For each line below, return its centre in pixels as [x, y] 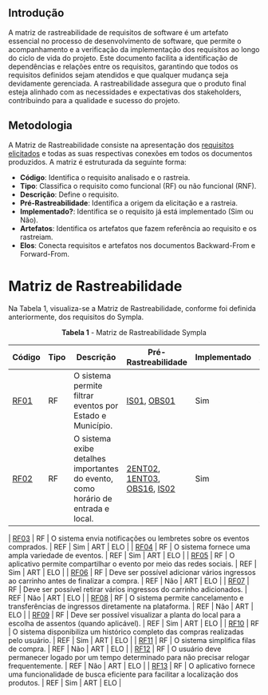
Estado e [90, 415]
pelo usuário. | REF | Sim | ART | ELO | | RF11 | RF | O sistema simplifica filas [132, 640]
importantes [96, 469]
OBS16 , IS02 [151, 489]
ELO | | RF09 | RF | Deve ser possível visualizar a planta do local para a [124, 614]
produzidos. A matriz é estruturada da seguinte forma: [98, 162]
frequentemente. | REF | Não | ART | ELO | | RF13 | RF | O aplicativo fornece [132, 665]
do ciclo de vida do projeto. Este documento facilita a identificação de [123, 58]
